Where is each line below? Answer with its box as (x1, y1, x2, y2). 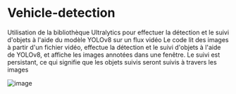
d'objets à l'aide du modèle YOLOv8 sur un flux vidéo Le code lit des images (7, 35, 229, 43)
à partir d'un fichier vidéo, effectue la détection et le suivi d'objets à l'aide (7, 43, 221, 51)
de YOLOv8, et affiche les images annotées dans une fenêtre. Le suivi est (7, 51, 221, 59)
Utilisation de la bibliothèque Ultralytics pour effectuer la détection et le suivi (7, 28, 230, 36)
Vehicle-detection (7, 5, 116, 21)
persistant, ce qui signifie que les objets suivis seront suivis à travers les (7, 58, 217, 66)
